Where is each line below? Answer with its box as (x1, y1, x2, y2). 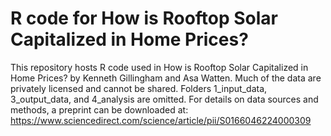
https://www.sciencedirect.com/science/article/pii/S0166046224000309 (10, 114, 312, 126)
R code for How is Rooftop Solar (10, 7, 279, 30)
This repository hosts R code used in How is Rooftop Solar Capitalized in (10, 61, 309, 73)
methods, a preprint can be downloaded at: (10, 103, 189, 116)
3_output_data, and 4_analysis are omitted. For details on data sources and (10, 93, 319, 105)
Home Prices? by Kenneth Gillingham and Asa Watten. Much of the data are (10, 72, 322, 84)
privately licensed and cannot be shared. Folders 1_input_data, (10, 82, 268, 94)
